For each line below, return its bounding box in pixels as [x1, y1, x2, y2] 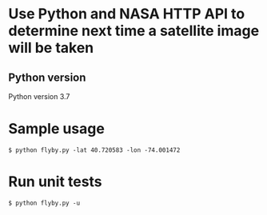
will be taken [8, 39, 94, 57]
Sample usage [8, 120, 106, 138]
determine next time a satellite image [8, 22, 260, 40]
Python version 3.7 [8, 92, 70, 101]
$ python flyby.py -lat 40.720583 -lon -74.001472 [8, 145, 181, 154]
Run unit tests [8, 173, 102, 191]
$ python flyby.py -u [8, 199, 81, 207]
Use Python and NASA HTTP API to [8, 5, 245, 23]
